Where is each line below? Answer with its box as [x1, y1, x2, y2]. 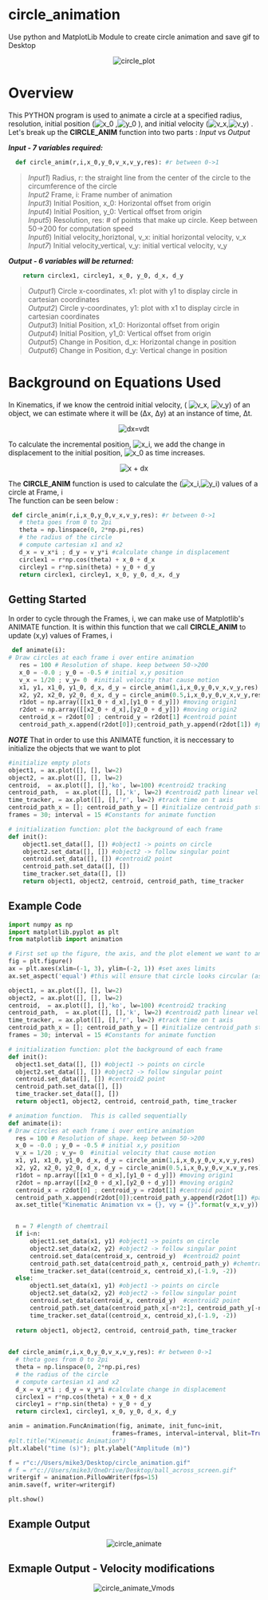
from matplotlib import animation [8, 935, 124, 943]
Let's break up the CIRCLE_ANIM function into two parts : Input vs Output [8, 127, 250, 137]
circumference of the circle [27, 181, 117, 191]
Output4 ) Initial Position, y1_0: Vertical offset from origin [27, 328, 211, 338]
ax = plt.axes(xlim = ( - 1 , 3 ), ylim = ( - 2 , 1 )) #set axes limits [8, 965, 216, 973]
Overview [8, 84, 74, 102]
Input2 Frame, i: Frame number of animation [27, 189, 173, 199]
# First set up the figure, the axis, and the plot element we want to [8, 950, 251, 958]
